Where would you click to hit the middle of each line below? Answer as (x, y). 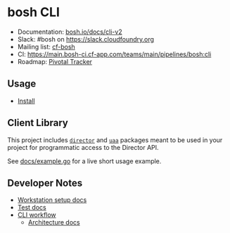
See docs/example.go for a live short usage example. (84, 161)
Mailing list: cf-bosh (46, 46)
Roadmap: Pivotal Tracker (55, 61)
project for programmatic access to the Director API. (83, 147)
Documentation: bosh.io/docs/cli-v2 (70, 32)
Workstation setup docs (52, 200)
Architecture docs (54, 222)
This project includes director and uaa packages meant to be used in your (115, 140)
